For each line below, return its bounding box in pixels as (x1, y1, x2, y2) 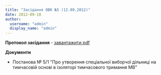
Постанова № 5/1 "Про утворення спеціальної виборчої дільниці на (12, 59, 156, 65)
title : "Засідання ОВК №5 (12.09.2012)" (5, 7, 91, 12)
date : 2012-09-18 (5, 12, 41, 17)
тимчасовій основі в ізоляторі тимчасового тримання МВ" (12, 64, 137, 70)
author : (5, 16, 21, 21)
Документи (5, 49, 31, 55)
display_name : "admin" (9, 26, 57, 31)
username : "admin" (9, 21, 48, 26)
